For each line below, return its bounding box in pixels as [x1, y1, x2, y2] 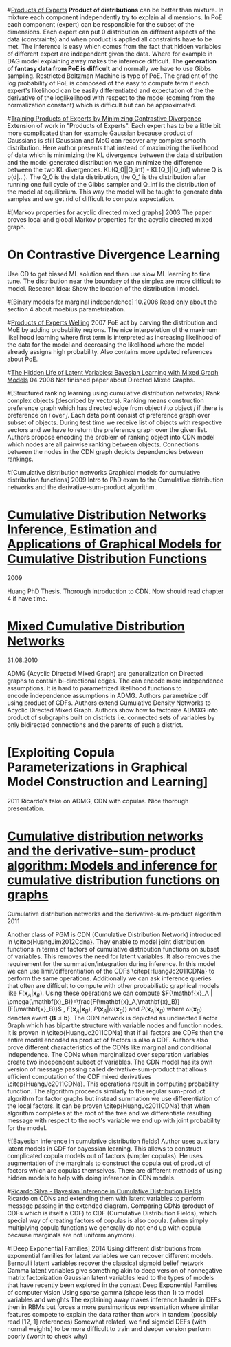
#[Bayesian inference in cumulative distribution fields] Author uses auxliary [7, 1137, 220, 1146]
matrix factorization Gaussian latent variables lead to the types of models [7, 1274, 214, 1282]
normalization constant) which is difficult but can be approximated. [7, 101, 197, 109]
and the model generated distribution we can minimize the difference [7, 158, 203, 166]
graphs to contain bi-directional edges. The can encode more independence [7, 677, 224, 685]
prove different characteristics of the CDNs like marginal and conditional [7, 1043, 212, 1051]
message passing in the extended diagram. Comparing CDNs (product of [7, 1202, 214, 1210]
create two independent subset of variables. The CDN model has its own [7, 1058, 213, 1067]
